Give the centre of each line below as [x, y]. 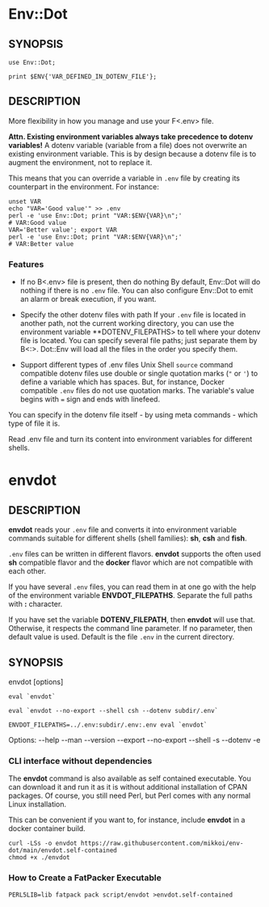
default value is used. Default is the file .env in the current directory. [122, 637]
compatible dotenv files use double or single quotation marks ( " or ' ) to [139, 374]
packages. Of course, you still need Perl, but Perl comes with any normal [130, 796]
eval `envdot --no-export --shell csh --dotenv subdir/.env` [113, 710]
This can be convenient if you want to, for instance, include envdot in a [127, 820]
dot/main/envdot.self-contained [63, 850]
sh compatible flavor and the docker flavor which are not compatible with [131, 562]
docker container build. [47, 829]
